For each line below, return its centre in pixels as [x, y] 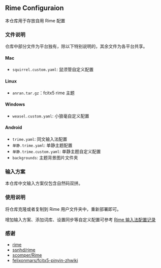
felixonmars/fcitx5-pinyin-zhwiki [45, 260]
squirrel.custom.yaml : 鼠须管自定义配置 [53, 70]
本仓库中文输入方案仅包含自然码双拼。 [44, 183]
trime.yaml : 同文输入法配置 [40, 139]
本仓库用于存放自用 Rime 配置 [35, 20]
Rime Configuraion [34, 8]
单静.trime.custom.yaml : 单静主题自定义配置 [56, 151]
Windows [15, 104]
